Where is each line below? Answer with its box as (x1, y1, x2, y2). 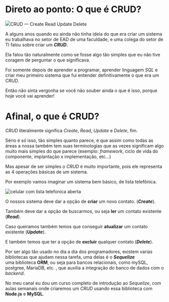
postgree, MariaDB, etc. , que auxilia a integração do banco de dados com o (5, 264, 164, 270)
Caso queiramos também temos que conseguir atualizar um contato (5, 223, 148, 229)
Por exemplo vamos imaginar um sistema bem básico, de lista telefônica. (5, 178, 157, 185)
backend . (5, 270, 25, 276)
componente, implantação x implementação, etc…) (5, 154, 111, 160)
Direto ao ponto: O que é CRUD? (5, 4, 142, 15)
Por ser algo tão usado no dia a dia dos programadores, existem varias (5, 248, 153, 255)
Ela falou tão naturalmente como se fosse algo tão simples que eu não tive (5, 51, 160, 57)
